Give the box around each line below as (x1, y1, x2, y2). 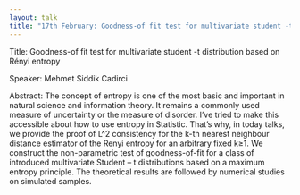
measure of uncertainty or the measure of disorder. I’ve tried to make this (9, 109, 279, 120)
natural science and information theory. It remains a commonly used (9, 99, 261, 110)
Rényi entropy (9, 55, 61, 66)
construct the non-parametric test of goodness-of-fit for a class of (9, 147, 254, 157)
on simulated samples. (9, 175, 92, 186)
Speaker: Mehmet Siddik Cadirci (9, 72, 128, 83)
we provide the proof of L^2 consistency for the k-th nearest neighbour (9, 128, 270, 139)
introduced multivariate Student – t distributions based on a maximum (9, 157, 265, 167)
